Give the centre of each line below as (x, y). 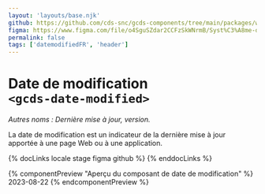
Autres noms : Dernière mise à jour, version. (80, 120)
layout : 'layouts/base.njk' (54, 15)
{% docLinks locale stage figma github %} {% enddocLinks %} (110, 159)
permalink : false (37, 37)
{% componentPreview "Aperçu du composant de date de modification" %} (131, 173)
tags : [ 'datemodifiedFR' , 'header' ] (68, 45)
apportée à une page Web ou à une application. (86, 144)
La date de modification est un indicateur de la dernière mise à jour (117, 135)
